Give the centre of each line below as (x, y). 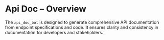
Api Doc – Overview (46, 9)
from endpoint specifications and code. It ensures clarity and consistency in (82, 27)
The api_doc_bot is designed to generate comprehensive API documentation (82, 22)
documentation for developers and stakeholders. (54, 32)
